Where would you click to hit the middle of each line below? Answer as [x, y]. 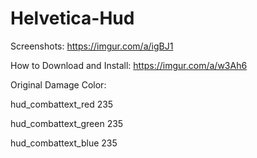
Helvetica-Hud [72, 18]
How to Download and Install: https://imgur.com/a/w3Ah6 [129, 65]
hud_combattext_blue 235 [64, 143]
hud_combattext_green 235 [67, 123]
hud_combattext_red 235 [62, 104]
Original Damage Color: [58, 84]
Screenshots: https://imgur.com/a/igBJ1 [92, 46]
